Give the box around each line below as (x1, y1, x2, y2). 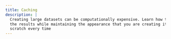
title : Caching (5, 7, 38, 13)
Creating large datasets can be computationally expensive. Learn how (10, 17, 163, 22)
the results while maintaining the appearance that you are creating (10, 21, 160, 27)
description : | (5, 12, 38, 17)
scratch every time (10, 26, 51, 31)
